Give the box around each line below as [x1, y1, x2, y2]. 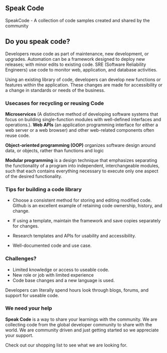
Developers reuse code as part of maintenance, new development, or [5, 50, 149, 57]
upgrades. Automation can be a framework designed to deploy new [5, 56, 145, 62]
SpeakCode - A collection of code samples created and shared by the [5, 17, 150, 23]
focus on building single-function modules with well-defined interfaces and [5, 116, 161, 122]
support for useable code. [5, 292, 59, 298]
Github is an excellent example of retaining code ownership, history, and [12, 203, 162, 209]
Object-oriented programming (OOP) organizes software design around [5, 142, 156, 148]
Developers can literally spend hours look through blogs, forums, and [5, 287, 149, 293]
